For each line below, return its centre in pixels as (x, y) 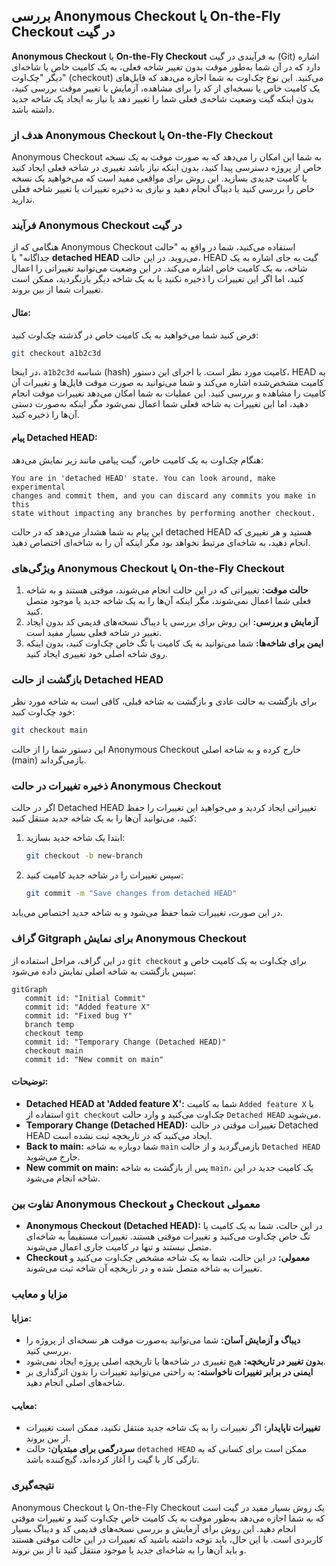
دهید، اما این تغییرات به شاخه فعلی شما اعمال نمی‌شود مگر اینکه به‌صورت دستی (160, 404)
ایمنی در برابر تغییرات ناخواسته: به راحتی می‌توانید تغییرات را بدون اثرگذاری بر (169, 1372)
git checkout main (49, 730)
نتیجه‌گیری (33, 1486)
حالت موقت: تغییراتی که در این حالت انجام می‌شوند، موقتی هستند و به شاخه (167, 590)
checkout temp (54, 1033)
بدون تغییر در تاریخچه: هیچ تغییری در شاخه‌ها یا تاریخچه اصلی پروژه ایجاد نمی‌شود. (175, 1361)
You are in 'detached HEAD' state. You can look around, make (143, 478)
